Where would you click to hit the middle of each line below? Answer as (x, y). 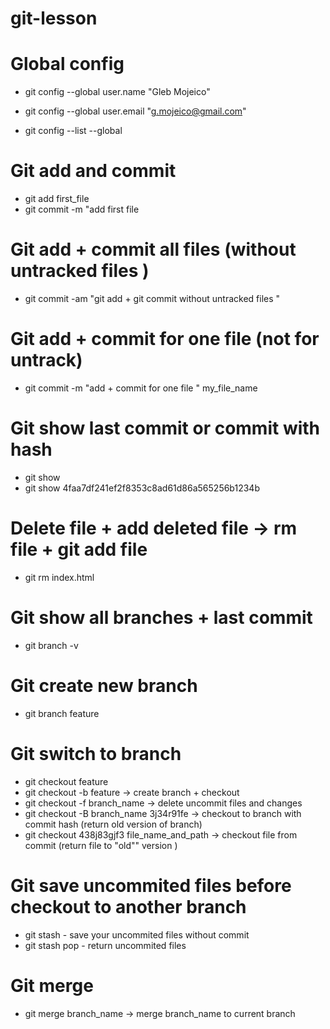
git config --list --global (73, 131)
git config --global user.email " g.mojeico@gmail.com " (135, 111)
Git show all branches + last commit (161, 618)
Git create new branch (104, 685)
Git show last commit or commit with (165, 428)
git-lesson (54, 18)
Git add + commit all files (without (153, 249)
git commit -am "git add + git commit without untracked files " (152, 298)
